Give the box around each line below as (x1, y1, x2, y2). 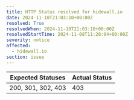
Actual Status (72, 73, 112, 82)
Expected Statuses (10, 73, 66, 82)
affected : (6, 43, 31, 49)
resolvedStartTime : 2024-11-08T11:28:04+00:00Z (6, 32, 129, 38)
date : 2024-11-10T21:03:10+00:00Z (6, 15, 94, 21)
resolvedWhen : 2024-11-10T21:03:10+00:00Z (6, 25, 115, 32)
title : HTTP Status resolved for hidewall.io (6, 8, 123, 15)
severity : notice (6, 37, 50, 43)
